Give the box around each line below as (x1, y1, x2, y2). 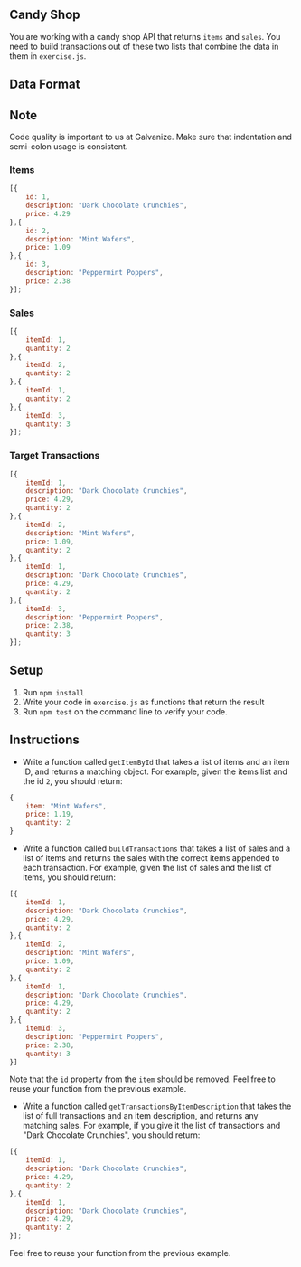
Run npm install (22, 686, 85, 697)
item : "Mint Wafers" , (25, 801, 107, 810)
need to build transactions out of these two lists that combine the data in (9, 41, 279, 52)
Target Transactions (9, 449, 100, 462)
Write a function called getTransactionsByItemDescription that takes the (22, 1101, 292, 1111)
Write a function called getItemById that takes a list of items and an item (22, 756, 290, 767)
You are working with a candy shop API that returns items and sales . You (9, 31, 281, 42)
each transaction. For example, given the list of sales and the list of (22, 863, 273, 874)
